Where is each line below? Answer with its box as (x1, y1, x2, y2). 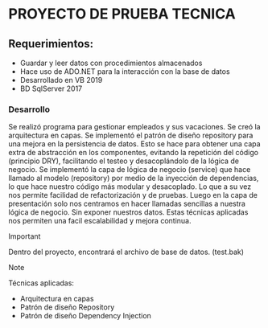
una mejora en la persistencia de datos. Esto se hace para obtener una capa (8, 139, 261, 149)
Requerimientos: (8, 37, 94, 51)
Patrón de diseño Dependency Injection (19, 311, 151, 321)
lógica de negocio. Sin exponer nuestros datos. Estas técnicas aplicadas (8, 207, 249, 217)
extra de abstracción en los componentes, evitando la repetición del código (8, 148, 259, 158)
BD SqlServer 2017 (19, 84, 83, 93)
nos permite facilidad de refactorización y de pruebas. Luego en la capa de (8, 191, 258, 200)
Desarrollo (8, 104, 51, 115)
